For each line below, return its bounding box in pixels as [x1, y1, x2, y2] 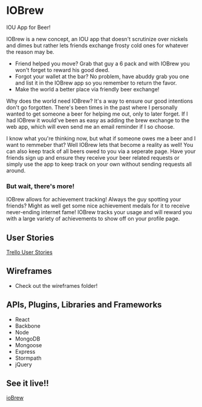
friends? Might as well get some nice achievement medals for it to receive [6, 202, 190, 209]
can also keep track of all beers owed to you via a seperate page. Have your [6, 148, 196, 155]
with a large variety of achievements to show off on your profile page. [6, 215, 180, 223]
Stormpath [15, 354, 42, 362]
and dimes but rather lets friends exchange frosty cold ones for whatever [6, 42, 189, 49]
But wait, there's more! [6, 182, 75, 190]
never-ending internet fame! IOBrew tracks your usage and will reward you [6, 209, 192, 216]
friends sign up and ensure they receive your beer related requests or [6, 154, 180, 161]
